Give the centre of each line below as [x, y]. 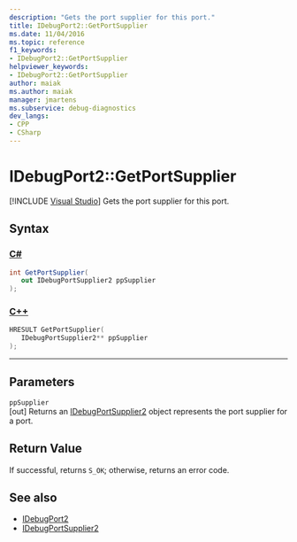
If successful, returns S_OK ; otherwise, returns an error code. [119, 469]
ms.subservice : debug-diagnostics [73, 108]
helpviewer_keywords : [49, 67]
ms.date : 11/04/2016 [47, 34]
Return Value [46, 449]
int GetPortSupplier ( [49, 272]
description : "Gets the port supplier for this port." [112, 17]
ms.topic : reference [47, 42]
